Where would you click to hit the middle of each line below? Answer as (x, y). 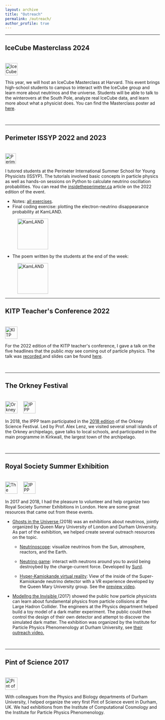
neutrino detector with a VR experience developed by (100, 582)
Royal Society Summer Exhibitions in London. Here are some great (72, 507)
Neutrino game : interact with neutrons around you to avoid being (85, 561)
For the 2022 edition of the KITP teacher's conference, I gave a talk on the (80, 346)
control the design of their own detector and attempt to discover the (81, 617)
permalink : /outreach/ (28, 19)
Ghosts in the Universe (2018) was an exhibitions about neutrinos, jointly (85, 522)
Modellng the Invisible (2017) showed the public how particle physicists (84, 596)
